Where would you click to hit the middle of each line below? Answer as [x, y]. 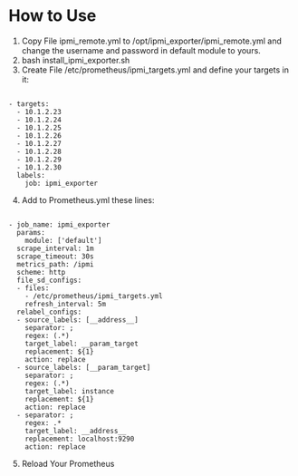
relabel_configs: [49, 312]
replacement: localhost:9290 [80, 439]
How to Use [53, 16]
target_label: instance [70, 391]
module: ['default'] [63, 240]
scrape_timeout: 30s [55, 256]
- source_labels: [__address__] [78, 320]
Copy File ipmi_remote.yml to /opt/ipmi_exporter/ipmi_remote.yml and [152, 41]
